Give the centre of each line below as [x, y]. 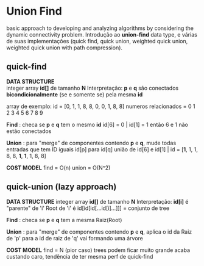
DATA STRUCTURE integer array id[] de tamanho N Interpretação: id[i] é [97, 201]
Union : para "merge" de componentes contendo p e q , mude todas [91, 143]
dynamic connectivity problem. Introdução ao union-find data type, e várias [102, 34]
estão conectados [29, 131]
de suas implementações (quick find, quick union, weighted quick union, [97, 41]
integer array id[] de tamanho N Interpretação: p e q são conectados [92, 88]
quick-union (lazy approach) [62, 187]
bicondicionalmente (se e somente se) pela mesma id [75, 94]
